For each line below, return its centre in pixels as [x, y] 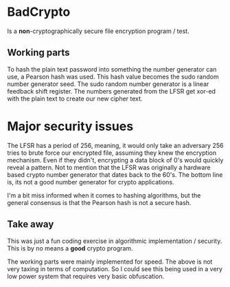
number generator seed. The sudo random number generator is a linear [108, 84]
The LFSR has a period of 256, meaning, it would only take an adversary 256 [115, 145]
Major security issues [70, 126]
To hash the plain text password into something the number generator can [112, 69]
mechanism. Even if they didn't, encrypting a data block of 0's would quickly [115, 160]
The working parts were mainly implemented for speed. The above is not [110, 262]
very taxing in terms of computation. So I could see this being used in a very [115, 268]
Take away [31, 224]
